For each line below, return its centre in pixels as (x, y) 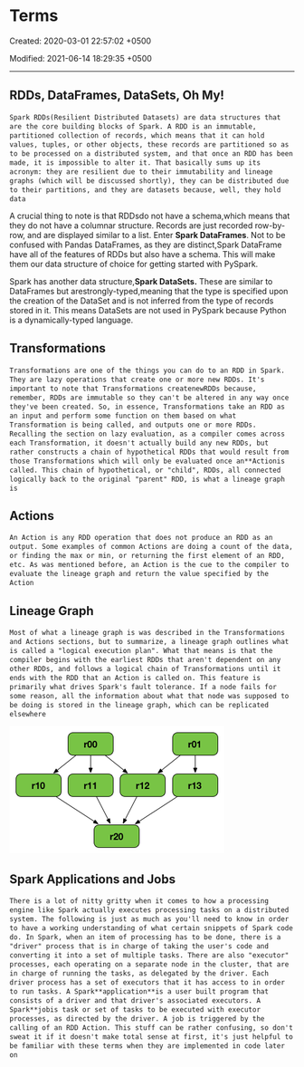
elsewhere (28, 715)
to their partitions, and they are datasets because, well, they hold (145, 190)
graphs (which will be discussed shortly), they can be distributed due (149, 181)
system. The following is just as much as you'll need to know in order (149, 919)
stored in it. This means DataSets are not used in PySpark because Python (148, 310)
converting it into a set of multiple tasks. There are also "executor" (149, 956)
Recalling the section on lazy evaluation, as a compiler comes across (147, 434)
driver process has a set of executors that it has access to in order (147, 983)
